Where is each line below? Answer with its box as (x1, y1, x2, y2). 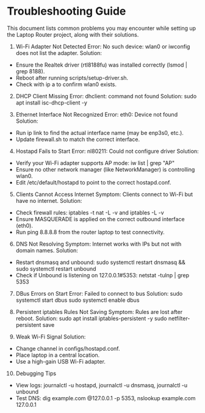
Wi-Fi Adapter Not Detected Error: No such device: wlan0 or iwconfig (15, 43, 190, 50)
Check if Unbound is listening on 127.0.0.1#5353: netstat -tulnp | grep (15, 271, 190, 279)
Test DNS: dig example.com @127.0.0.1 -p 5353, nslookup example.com (15, 394, 196, 401)
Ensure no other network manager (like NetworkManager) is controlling (15, 166, 195, 173)
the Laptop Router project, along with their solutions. (7, 31, 139, 38)
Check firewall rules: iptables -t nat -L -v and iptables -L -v (15, 209, 164, 216)
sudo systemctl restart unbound (15, 265, 96, 272)
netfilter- (168, 315, 190, 322)
